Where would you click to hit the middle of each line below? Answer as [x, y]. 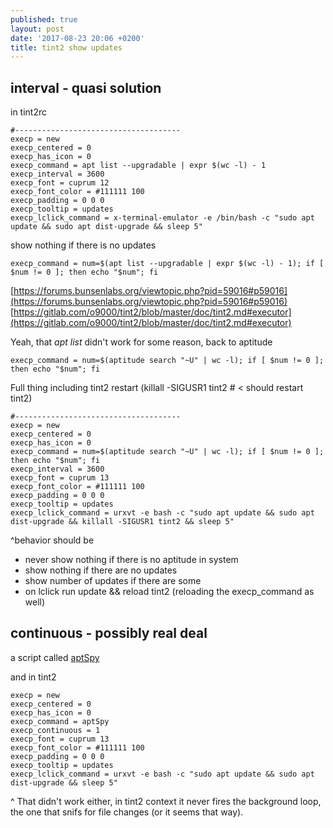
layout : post [37, 29]
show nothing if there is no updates [83, 245]
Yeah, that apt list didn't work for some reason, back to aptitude [141, 342]
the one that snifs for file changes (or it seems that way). [127, 812]
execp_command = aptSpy [60, 721]
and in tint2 [33, 677]
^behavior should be [52, 540]
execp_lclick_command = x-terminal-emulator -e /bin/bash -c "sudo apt [162, 218]
